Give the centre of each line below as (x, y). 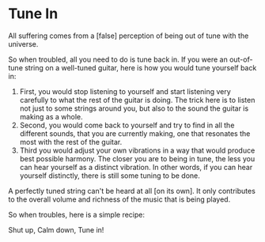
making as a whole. (51, 116)
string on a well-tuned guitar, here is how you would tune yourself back (141, 67)
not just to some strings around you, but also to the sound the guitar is (134, 108)
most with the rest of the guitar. (71, 142)
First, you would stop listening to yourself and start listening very (125, 91)
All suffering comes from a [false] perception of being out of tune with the (129, 36)
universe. (23, 43)
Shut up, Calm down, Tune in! (56, 229)
